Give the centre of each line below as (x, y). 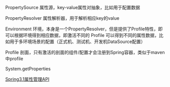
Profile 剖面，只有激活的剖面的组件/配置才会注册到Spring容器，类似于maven (85, 52)
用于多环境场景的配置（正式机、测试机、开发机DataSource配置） (77, 41)
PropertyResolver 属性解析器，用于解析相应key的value (62, 18)
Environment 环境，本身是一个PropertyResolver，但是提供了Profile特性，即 (84, 29)
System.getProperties (28, 69)
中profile (14, 59)
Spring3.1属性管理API (27, 79)
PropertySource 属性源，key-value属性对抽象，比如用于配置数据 (73, 7)
